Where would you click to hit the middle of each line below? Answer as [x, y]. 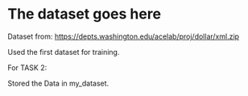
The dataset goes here [85, 14]
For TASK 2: [27, 67]
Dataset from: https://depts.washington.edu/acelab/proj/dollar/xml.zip [123, 36]
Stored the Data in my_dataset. [58, 83]
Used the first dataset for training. [64, 52]
